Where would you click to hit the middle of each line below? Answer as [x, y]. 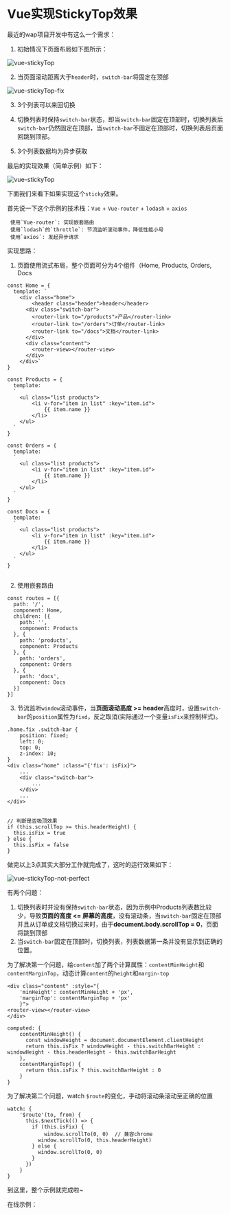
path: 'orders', [43, 658]
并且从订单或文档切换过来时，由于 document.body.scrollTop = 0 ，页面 [117, 924]
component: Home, [38, 610]
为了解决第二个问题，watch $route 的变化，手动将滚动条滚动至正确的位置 [110, 1096]
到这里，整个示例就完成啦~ [45, 1190]
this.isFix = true [40, 833]
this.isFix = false [41, 845]
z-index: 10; [38, 753]
